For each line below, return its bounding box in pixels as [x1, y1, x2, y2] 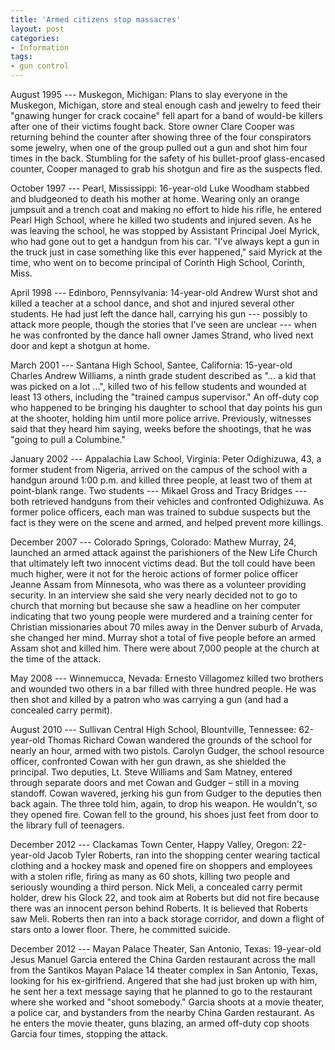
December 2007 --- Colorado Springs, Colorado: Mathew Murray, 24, [10, 536, 297, 548]
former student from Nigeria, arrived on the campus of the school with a [10, 464, 308, 475]
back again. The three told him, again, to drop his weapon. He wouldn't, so [10, 798, 318, 810]
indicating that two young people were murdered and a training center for [10, 611, 313, 622]
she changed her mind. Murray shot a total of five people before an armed [10, 632, 317, 643]
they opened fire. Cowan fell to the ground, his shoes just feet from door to [10, 809, 319, 820]
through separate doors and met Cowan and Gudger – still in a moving [10, 777, 300, 788]
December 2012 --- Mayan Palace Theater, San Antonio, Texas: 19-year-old [10, 943, 322, 955]
